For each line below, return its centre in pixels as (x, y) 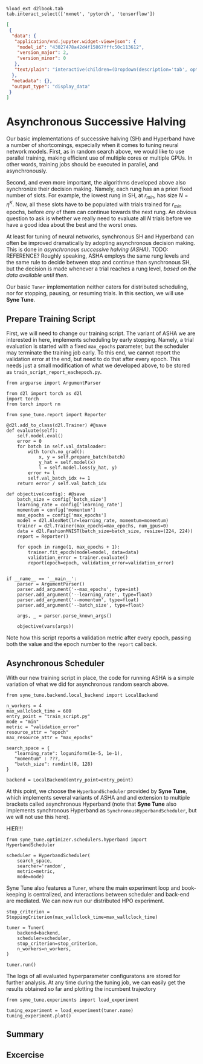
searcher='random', (42, 866)
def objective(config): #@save (46, 494)
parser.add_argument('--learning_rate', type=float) (85, 595)
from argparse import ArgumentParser (54, 383)
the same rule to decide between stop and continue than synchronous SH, (99, 263)
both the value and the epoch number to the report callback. (82, 644)
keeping (16, 895)
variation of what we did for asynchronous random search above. (88, 684)
